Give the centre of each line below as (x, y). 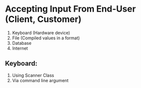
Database (22, 43)
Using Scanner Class (33, 75)
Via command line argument (40, 80)
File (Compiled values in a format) (46, 38)
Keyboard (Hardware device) (41, 33)
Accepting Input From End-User (70, 9)
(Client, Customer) (43, 19)
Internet (20, 48)
